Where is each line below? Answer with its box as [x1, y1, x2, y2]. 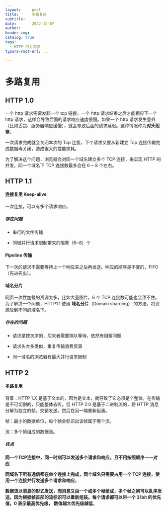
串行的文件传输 [12, 229, 43, 235]
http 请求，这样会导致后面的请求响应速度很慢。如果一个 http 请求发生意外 [5, 116, 156, 122]
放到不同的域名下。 [9, 307, 49, 313]
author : [5, 26, 21, 31]
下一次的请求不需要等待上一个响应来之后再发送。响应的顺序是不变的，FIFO [5, 264, 159, 270]
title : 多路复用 [5, 12, 47, 17]
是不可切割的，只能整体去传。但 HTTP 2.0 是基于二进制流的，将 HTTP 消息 [5, 401, 159, 408]
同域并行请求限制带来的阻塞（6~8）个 [12, 240, 91, 246]
